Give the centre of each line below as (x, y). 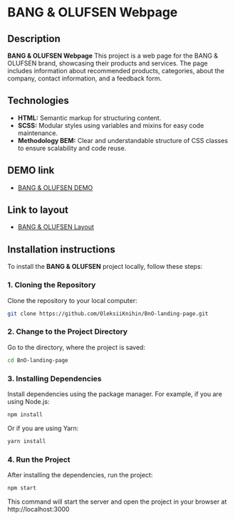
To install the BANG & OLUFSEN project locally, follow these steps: (105, 267)
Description (34, 39)
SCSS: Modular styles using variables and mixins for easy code (111, 125)
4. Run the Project (39, 460)
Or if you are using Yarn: (43, 428)
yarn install (27, 441)
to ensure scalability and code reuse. (72, 148)
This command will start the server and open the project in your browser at (117, 502)
